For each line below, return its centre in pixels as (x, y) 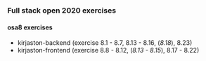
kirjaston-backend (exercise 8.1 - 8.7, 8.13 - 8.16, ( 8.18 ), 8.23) (105, 43)
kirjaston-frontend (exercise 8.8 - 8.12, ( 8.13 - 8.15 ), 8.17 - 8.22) (108, 50)
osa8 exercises (30, 27)
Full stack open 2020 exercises (62, 11)
